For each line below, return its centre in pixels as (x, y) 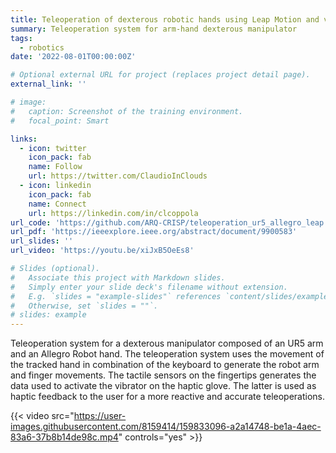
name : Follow (55, 167)
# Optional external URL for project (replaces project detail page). (160, 75)
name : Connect (57, 204)
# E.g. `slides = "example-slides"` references (116, 296)
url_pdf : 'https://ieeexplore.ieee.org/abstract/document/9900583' (154, 232)
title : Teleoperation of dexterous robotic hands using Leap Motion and (165, 19)
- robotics (42, 47)
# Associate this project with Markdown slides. (118, 277)
